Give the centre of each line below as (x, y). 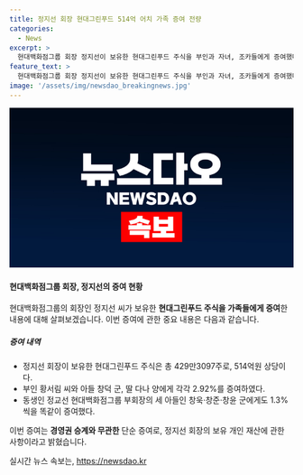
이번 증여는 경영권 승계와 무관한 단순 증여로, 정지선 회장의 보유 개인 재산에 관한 (147, 431)
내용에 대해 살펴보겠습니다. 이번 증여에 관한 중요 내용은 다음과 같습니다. (134, 320)
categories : (32, 28)
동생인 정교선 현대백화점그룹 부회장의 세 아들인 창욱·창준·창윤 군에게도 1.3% (155, 400)
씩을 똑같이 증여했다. (59, 412)
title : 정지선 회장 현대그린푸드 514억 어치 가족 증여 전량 (106, 19)
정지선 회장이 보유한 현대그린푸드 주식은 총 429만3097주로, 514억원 (142, 367)
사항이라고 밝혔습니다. (48, 442)
